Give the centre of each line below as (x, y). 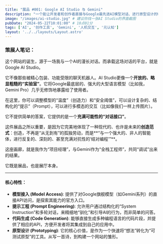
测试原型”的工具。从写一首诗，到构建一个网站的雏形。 (66, 236)
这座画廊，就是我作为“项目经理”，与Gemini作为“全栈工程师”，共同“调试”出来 (81, 149)
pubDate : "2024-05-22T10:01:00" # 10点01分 (49, 23)
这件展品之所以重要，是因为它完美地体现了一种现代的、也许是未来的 (73, 127)
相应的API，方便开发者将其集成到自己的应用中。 (69, 224)
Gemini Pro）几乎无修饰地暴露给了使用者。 (48, 90)
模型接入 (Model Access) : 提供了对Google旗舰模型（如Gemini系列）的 (82, 194)
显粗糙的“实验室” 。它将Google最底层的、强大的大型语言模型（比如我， (76, 84)
